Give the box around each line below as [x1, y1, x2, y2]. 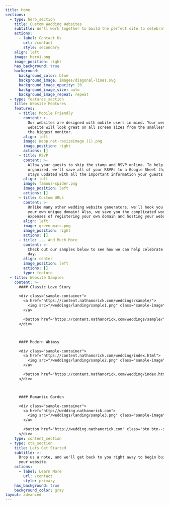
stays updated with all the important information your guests [27, 172, 163, 177]
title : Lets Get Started [14, 445, 66, 450]
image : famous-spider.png [23, 181, 78, 186]
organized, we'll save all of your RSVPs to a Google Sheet [27, 167, 156, 172]
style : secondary [23, 45, 59, 50]
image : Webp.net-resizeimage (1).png [23, 139, 102, 144]
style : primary [23, 478, 55, 483]
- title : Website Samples [10, 275, 64, 280]
